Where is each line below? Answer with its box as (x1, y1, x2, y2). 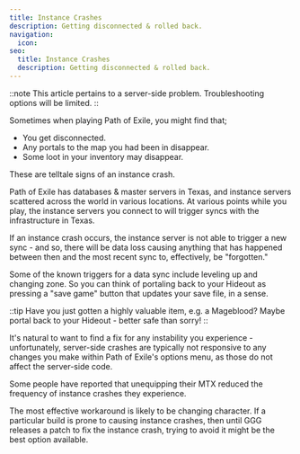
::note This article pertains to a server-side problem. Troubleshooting (9, 87, 265, 99)
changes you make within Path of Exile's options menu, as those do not (9, 352, 273, 362)
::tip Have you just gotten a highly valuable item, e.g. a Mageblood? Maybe (9, 305, 286, 316)
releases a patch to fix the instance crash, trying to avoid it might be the (9, 424, 276, 435)
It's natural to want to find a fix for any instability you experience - (9, 332, 253, 343)
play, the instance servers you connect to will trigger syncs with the (9, 205, 260, 216)
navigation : (9, 30, 54, 39)
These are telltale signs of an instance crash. (9, 168, 175, 180)
